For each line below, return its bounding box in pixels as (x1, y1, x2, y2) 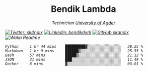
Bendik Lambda (51, 3, 116, 15)
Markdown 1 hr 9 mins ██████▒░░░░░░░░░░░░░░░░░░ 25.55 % (5, 48, 143, 53)
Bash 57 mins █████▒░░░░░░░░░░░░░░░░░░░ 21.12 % (5, 53, 143, 58)
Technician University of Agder (51, 20, 116, 26)
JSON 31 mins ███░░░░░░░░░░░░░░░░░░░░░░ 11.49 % (5, 57, 143, 62)
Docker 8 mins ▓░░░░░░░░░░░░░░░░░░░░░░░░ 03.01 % (5, 61, 143, 66)
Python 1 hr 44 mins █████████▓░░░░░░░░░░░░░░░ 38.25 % (5, 44, 143, 49)
